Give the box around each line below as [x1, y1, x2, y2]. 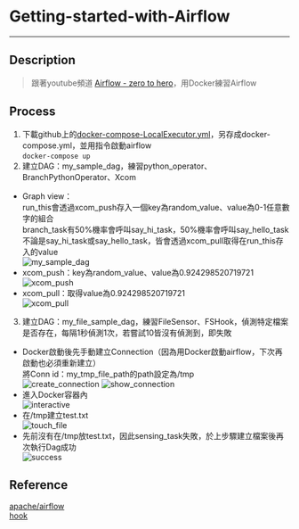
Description [9, 53, 76, 68]
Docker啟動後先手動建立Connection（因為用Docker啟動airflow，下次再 [21, 346, 283, 357]
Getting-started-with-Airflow [9, 6, 230, 27]
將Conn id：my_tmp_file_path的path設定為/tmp [21, 368, 195, 379]
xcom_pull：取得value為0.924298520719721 [21, 287, 185, 298]
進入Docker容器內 [21, 389, 89, 400]
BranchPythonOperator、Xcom [21, 171, 136, 182]
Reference [9, 477, 69, 492]
